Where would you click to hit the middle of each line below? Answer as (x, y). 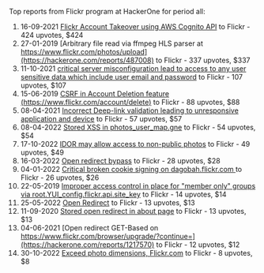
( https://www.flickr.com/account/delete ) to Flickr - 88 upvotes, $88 (130, 102)
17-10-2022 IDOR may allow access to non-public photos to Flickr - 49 (135, 144)
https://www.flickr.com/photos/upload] (84, 52)
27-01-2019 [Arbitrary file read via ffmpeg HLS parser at (112, 43)
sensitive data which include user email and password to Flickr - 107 (132, 77)
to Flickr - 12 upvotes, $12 (198, 245)
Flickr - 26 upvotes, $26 (60, 178)
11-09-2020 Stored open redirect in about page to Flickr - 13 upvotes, (133, 211)
